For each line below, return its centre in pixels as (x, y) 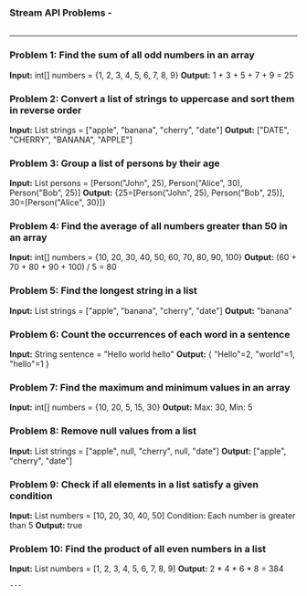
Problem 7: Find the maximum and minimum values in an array (150, 387)
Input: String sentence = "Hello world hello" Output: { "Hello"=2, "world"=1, (152, 354)
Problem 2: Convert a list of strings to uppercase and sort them (152, 99)
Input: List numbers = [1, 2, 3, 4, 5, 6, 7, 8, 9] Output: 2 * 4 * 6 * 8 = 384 (147, 569)
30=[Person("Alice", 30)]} (58, 203)
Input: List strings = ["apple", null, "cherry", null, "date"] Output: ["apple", (148, 451)
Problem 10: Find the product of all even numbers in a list (138, 549)
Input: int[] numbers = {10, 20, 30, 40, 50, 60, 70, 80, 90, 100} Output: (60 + (153, 257)
